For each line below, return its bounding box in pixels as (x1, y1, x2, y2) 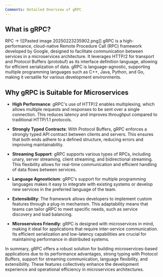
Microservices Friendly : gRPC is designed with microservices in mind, (12, 221, 154, 227)
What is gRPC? (5, 25, 51, 34)
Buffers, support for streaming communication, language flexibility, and (5, 256, 148, 262)
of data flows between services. (12, 166, 77, 173)
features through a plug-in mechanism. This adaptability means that (12, 201, 148, 207)
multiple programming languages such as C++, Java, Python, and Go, (5, 69, 145, 75)
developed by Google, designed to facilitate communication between (5, 48, 144, 54)
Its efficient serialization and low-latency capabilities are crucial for (12, 231, 147, 237)
